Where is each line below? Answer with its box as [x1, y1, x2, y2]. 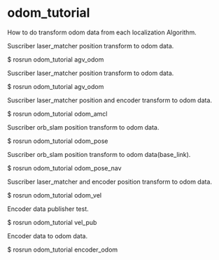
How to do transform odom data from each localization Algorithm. [7, 28, 197, 36]
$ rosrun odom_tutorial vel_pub [7, 218, 97, 226]
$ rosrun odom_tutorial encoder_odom [7, 245, 118, 254]
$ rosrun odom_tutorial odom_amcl [7, 109, 108, 118]
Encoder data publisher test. [7, 205, 89, 213]
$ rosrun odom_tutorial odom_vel [7, 191, 102, 199]
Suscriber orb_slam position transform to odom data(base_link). [7, 150, 191, 158]
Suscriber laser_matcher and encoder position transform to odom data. [7, 177, 212, 186]
